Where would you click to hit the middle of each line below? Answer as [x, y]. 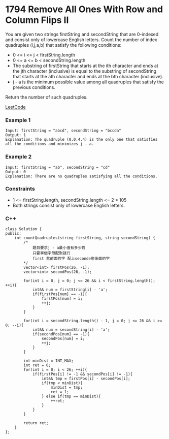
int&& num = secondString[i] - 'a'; [71, 330]
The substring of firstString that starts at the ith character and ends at [85, 66]
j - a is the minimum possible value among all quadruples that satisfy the [88, 82]
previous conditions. [34, 87]
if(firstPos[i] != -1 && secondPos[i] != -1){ [82, 374]
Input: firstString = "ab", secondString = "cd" [58, 167]
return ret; [36, 423]
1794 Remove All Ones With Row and [84, 9]
